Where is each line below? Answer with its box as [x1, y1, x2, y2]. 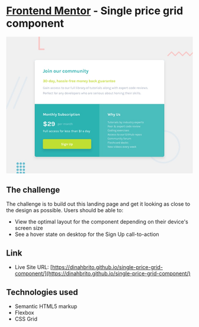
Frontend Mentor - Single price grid [6, 4, 184, 18]
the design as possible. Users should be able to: [6, 207, 123, 214]
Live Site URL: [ [14, 264, 53, 271]
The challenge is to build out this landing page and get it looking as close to [6, 200, 191, 208]
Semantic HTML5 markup [14, 303, 78, 310]
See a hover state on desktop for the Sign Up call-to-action [14, 231, 159, 238]
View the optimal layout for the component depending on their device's [14, 218, 188, 225]
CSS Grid [14, 315, 37, 322]
